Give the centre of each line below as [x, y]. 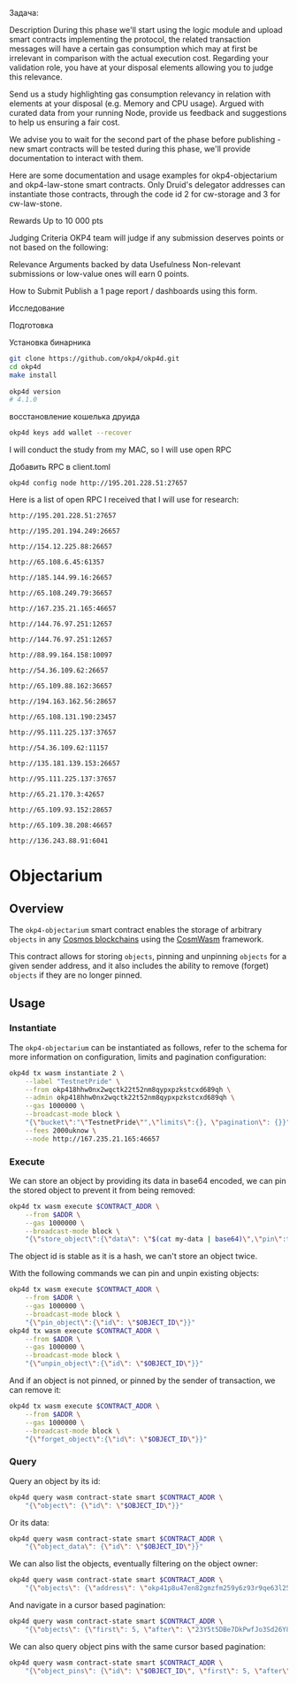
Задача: [24, 13]
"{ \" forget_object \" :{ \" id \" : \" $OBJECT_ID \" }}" [116, 1439]
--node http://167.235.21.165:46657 [93, 1139]
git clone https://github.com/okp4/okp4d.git [94, 358]
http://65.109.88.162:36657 [61, 686]
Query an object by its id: [55, 1480]
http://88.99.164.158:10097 [61, 655]
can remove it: [35, 1390]
